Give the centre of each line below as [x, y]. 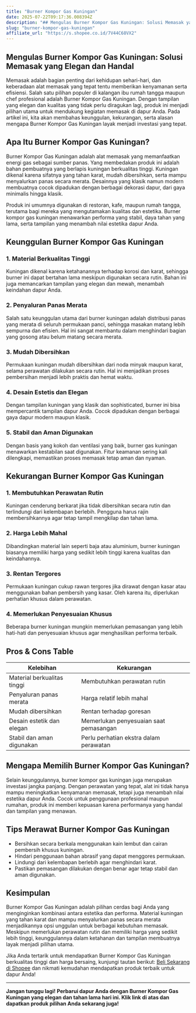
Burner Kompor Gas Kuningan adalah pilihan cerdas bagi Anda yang [87, 907]
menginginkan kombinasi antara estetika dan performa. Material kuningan [94, 913]
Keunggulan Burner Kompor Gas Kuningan [85, 242]
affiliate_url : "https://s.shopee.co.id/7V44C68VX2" [71, 33]
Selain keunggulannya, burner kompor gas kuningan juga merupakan [89, 780]
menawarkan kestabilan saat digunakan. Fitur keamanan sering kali [87, 451]
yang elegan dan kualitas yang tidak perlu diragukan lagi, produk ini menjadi [97, 105]
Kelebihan [42, 668]
